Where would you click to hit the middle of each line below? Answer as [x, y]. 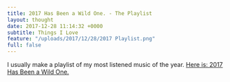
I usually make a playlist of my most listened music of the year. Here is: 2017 [115, 65]
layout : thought [30, 20]
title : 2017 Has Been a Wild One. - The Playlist [80, 13]
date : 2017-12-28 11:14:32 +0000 [55, 26]
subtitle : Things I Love [43, 32]
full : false [24, 45]
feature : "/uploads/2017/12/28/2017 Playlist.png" [81, 39]
